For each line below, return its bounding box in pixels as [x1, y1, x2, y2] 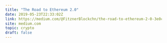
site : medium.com [5, 21, 41, 26]
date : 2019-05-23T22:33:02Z [5, 12, 64, 17]
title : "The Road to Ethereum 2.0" [5, 7, 79, 12]
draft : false [5, 30, 32, 35]
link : [5, 16, 16, 21]
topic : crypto [5, 26, 35, 31]
